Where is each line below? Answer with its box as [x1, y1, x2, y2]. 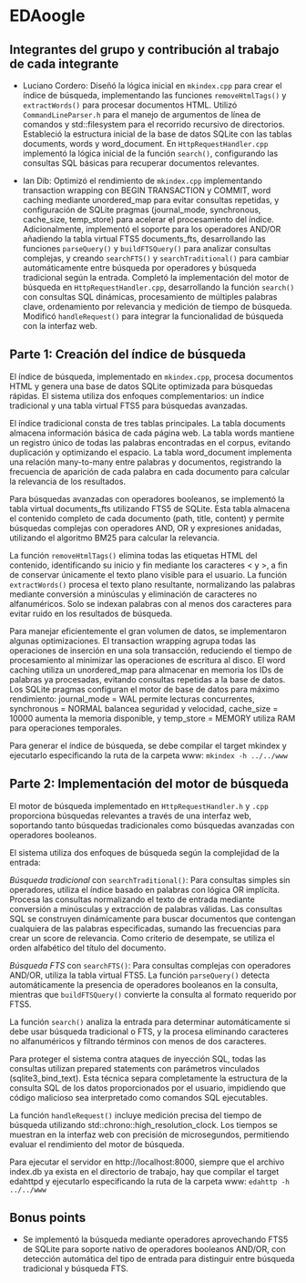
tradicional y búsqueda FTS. [22, 1263, 129, 1274]
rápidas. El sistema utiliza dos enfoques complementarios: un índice [9, 390, 265, 401]
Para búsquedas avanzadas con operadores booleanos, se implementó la [9, 493, 285, 504]
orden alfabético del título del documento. [9, 942, 167, 953]
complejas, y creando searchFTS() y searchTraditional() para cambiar [22, 252, 290, 263]
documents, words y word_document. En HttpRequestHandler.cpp [22, 139, 269, 149]
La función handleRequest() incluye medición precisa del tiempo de [9, 1109, 262, 1121]
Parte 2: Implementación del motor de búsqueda [9, 776, 290, 792]
